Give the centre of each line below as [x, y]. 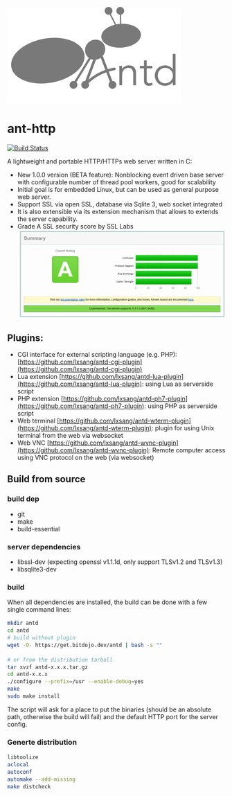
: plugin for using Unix [183, 428]
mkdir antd [23, 623]
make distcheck [29, 786]
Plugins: [25, 338]
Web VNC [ [33, 443]
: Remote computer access [187, 450]
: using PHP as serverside [181, 406]
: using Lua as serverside [177, 384]
